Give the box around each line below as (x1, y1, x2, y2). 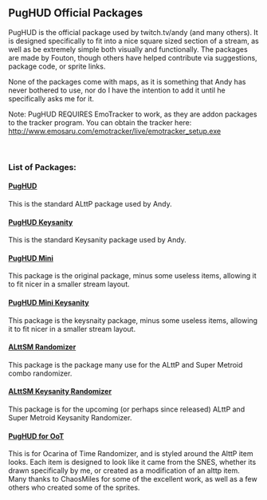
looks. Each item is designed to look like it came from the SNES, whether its (8, 458, 257, 467)
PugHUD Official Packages (8, 6, 143, 20)
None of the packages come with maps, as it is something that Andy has (8, 77, 246, 86)
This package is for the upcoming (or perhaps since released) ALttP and (8, 404, 245, 414)
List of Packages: (8, 161, 77, 172)
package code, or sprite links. (8, 61, 106, 71)
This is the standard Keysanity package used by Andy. (8, 235, 187, 245)
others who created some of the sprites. (8, 482, 140, 493)
